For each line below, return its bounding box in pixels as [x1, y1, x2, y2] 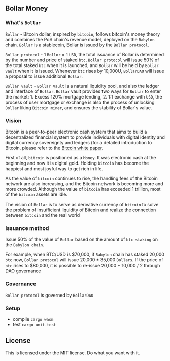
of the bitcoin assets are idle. [5, 191, 67, 198]
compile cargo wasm [12, 316, 54, 322]
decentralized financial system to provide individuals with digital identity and [5, 134, 165, 140]
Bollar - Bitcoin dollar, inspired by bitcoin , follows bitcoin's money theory [5, 30, 160, 37]
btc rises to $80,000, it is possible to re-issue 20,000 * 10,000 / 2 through [5, 262, 160, 269]
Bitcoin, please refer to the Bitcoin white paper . [5, 145, 104, 151]
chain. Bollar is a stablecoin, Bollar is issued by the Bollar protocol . [5, 42, 149, 48]
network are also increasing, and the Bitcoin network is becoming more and [5, 180, 163, 187]
